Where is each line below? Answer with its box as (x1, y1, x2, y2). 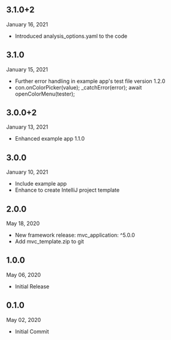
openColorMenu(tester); (14, 90, 75, 97)
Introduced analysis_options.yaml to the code (14, 32, 128, 40)
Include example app (14, 180, 67, 187)
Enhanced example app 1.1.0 (14, 135, 85, 142)
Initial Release (14, 282, 50, 290)
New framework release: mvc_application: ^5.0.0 (14, 231, 135, 239)
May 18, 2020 (6, 220, 40, 227)
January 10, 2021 (6, 168, 49, 176)
